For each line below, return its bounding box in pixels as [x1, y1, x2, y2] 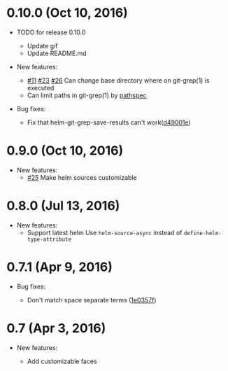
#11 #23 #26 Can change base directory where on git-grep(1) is [27, 76, 210, 85]
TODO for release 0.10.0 [16, 28, 86, 36]
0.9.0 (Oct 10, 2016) [6, 143, 124, 159]
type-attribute [27, 236, 71, 243]
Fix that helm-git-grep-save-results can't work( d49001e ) [27, 118, 192, 127]
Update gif [27, 41, 58, 50]
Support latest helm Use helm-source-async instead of [27, 228, 183, 237]
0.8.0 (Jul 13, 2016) [6, 198, 120, 214]
